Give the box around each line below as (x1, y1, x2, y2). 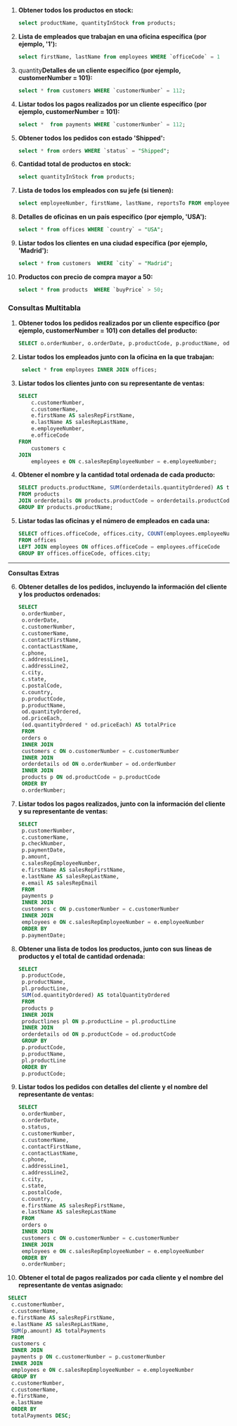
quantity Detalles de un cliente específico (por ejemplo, (18, 66, 181, 75)
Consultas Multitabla (8, 302, 82, 312)
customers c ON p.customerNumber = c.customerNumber (21, 906, 179, 913)
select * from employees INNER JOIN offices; (21, 366, 158, 373)
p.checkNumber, (21, 840, 66, 847)
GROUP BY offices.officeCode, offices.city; (18, 550, 151, 557)
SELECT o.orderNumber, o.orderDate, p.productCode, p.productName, (18, 340, 220, 347)
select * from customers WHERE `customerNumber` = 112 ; (18, 87, 186, 94)
